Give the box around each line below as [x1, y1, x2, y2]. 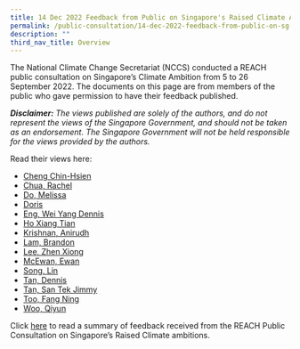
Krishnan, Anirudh [22, 228, 90, 239]
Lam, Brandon [22, 237, 75, 248]
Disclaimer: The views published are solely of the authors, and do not [10, 108, 268, 118]
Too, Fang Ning [22, 294, 79, 304]
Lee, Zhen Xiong [22, 247, 84, 257]
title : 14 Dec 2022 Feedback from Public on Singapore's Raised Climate [10, 12, 286, 22]
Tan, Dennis [22, 275, 68, 286]
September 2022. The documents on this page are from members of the [10, 81, 275, 92]
